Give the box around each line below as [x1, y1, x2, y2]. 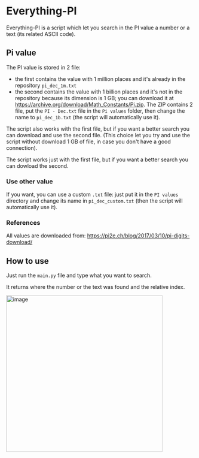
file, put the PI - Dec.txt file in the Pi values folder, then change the [14, 107, 185, 115]
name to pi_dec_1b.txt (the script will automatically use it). [14, 113, 160, 120]
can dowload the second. [6, 162, 69, 169]
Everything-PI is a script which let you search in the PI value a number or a [6, 24, 190, 31]
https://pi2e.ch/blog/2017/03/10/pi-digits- [87, 232, 190, 239]
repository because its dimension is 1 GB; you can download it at [14, 94, 174, 101]
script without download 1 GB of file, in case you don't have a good [6, 138, 172, 145]
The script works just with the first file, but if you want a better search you [6, 156, 188, 163]
